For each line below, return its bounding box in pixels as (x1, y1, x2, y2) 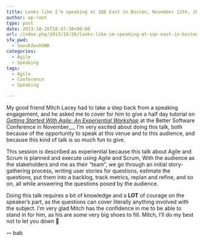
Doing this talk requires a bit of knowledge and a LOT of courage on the (6, 192, 185, 199)
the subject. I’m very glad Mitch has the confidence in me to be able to (6, 205, 182, 212)
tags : (6, 65, 20, 71)
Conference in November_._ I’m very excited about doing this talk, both (6, 124, 183, 130)
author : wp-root (6, 15, 47, 21)
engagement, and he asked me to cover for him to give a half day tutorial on (6, 110, 195, 117)
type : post (6, 20, 34, 26)
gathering (6, 167, 31, 174)
